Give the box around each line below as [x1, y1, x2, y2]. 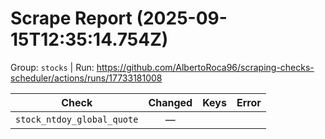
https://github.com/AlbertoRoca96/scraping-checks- [96, 61, 315, 73]
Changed [148, 95, 193, 109]
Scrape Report [10, 7, 133, 30]
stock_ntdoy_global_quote [15, 113, 139, 125]
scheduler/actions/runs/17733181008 [10, 72, 163, 84]
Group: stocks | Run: [10, 61, 95, 73]
